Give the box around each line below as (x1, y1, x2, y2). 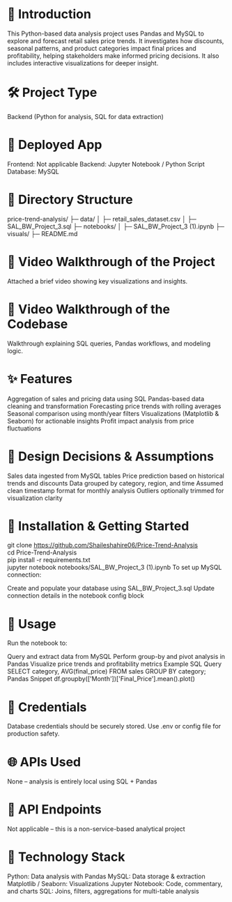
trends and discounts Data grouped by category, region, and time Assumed (7, 479, 224, 487)
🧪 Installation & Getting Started (7, 518, 190, 534)
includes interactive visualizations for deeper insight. (7, 59, 159, 67)
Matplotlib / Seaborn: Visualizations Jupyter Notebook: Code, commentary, (7, 880, 223, 888)
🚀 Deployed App (7, 137, 102, 153)
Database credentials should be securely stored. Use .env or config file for (7, 722, 222, 731)
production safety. (7, 729, 60, 738)
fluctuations (7, 424, 42, 433)
